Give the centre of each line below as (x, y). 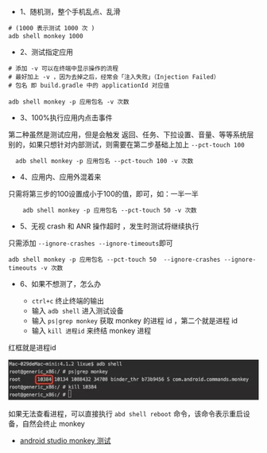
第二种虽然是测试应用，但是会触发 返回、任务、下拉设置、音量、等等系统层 (131, 135)
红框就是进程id (32, 348)
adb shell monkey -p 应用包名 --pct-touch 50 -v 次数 (110, 210)
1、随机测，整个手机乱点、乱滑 (70, 12)
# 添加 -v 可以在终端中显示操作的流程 (64, 68)
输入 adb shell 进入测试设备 (77, 310)
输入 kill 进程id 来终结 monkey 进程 (91, 330)
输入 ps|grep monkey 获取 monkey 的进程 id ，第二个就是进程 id (135, 320)
